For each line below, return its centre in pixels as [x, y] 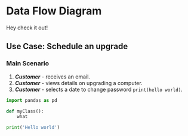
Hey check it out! [27, 28]
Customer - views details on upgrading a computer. [78, 83]
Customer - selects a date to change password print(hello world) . [99, 89]
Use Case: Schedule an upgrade [67, 46]
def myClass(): [25, 111]
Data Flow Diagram [54, 11]
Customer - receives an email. [53, 77]
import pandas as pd [32, 100]
